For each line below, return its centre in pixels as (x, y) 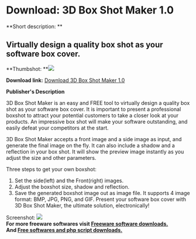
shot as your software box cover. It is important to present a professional (94, 109)
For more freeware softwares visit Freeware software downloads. (87, 224)
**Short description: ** (34, 26)
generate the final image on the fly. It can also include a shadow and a (91, 145)
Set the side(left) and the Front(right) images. (69, 180)
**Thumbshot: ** (27, 69)
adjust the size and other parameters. (51, 158)
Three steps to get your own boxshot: (51, 169)
